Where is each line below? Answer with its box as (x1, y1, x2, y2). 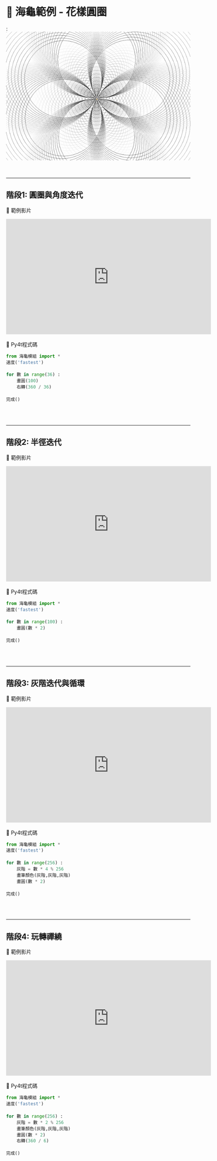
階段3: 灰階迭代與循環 (6, 678, 85, 689)
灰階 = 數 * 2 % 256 (16, 1119, 64, 1125)
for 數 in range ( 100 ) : (6, 619, 63, 625)
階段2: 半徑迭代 (6, 437, 62, 447)
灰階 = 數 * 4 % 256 (16, 866, 64, 872)
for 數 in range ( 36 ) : (6, 372, 60, 378)
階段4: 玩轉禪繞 (6, 931, 63, 941)
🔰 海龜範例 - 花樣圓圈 (6, 5, 107, 19)
